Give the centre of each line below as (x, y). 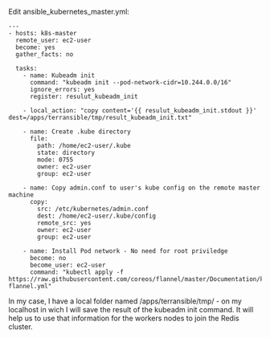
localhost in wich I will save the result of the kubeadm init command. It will (131, 309)
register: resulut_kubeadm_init (84, 96)
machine (21, 195)
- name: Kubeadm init (59, 75)
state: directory (66, 153)
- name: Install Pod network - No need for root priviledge (125, 251)
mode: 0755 (55, 160)
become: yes (36, 47)
